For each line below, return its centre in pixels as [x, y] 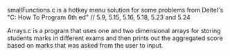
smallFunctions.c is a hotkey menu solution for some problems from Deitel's [115, 10]
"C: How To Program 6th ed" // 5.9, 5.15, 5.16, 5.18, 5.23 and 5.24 [99, 17]
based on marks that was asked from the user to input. [85, 45]
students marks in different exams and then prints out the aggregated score [115, 38]
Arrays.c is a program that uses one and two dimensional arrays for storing [114, 31]
